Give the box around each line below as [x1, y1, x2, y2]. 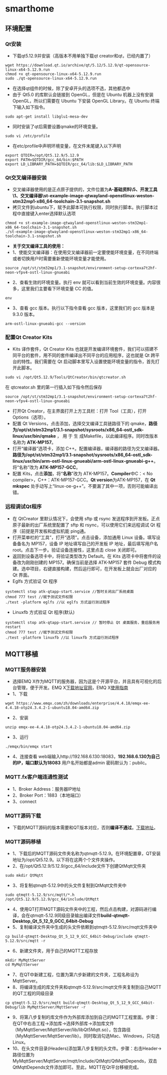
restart [5, 624, 21, 629]
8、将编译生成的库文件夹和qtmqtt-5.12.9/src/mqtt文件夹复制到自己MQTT [12, 984, 162, 990]
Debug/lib [5, 1005, 26, 1010]
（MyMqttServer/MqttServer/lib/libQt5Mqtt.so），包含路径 [12, 1027, 131, 1033]
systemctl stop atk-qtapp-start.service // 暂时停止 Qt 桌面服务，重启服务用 [5, 620, 160, 625]
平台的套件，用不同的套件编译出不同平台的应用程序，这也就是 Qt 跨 [16, 352, 156, 359]
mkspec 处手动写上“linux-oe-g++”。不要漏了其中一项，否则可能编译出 [12, 483, 158, 489]
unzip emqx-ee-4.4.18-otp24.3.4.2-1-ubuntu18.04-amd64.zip [5, 725, 131, 730]
